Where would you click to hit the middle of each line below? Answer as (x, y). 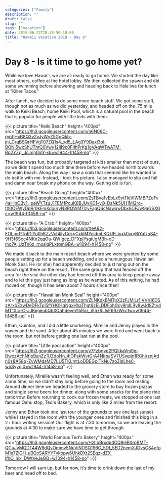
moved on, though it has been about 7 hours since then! (62, 285)
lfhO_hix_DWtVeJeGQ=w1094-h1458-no (46, 458)
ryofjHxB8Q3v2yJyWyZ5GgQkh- (39, 136)
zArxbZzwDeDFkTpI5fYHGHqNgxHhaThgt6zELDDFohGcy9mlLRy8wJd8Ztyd (83, 305)
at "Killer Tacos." (22, 91)
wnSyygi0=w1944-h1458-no (34, 366)
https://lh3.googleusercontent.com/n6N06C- (62, 131)
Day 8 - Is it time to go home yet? (74, 62)
